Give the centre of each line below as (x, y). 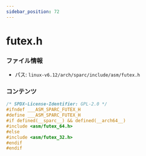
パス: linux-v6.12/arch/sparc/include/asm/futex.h (77, 75)
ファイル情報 (25, 61)
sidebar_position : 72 (33, 12)
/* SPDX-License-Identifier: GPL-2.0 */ (57, 104)
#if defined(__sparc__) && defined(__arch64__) (66, 121)
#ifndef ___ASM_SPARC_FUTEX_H (44, 110)
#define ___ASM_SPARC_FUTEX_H (44, 115)
